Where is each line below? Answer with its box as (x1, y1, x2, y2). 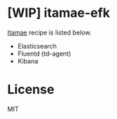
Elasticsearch (17, 42, 57, 50)
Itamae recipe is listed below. (7, 28, 92, 37)
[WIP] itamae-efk (7, 5, 111, 21)
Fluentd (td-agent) (17, 49, 72, 58)
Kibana (17, 56, 39, 65)
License (7, 82, 55, 98)
